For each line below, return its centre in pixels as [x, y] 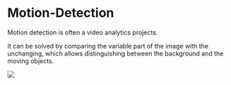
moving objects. [31, 60]
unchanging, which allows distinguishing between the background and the [115, 53]
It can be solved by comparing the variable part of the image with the [108, 46]
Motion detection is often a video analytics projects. [83, 32]
